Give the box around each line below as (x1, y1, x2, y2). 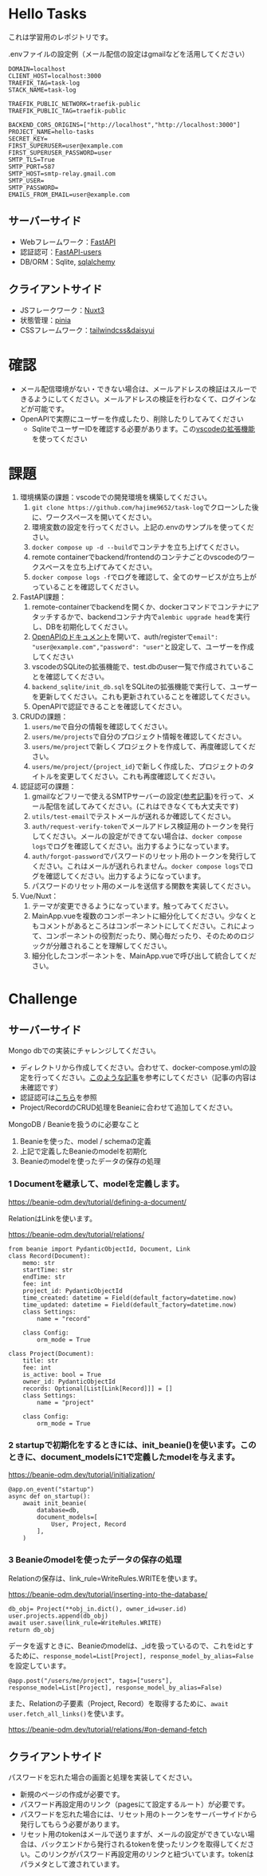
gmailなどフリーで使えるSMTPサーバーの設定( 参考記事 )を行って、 (31, 791, 249, 802)
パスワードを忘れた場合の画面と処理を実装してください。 (8, 1772, 197, 1783)
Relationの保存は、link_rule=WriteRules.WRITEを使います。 (8, 1574, 202, 1583)
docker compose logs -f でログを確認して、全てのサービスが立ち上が (31, 572, 257, 582)
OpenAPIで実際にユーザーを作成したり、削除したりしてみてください (19, 414, 245, 424)
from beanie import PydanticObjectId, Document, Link (8, 1245, 191, 1253)
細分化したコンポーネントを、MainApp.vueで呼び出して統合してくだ (31, 951, 257, 961)
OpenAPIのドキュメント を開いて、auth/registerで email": (31, 632, 219, 642)
